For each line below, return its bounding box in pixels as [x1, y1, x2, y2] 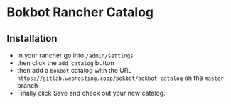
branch [16, 81, 38, 89]
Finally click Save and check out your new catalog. [16, 89, 166, 97]
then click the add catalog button [16, 59, 114, 67]
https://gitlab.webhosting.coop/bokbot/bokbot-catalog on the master [16, 74, 225, 82]
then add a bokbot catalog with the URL [16, 67, 132, 74]
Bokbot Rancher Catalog [6, 4, 154, 21]
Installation [6, 33, 58, 45]
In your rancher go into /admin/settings [16, 51, 134, 59]
